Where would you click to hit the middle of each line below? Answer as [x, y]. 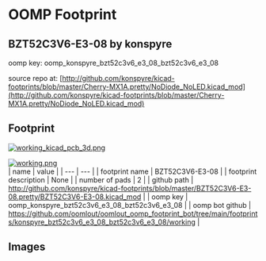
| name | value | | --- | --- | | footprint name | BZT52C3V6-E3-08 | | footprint [133, 171]
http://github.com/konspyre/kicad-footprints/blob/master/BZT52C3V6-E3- [130, 188]
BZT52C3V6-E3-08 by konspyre [90, 44]
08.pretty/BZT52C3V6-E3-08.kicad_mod [75, 197]
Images [27, 247]
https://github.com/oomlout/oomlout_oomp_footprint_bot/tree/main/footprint [133, 213]
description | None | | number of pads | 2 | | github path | [101, 179]
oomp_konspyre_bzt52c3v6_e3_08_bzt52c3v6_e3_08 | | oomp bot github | [130, 205]
